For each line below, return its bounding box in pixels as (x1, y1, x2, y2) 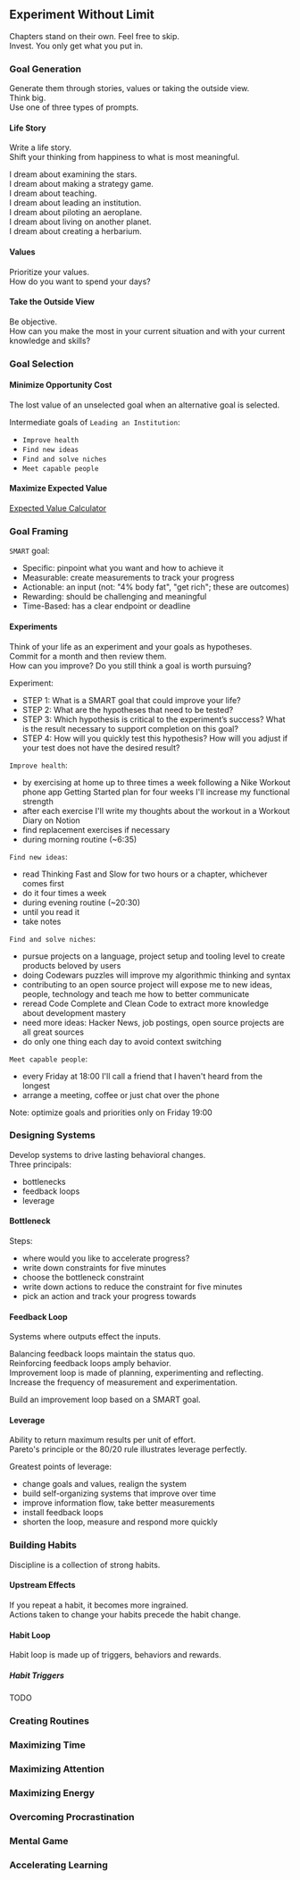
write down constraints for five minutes (21, 1263, 167, 1273)
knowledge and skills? (9, 335, 91, 346)
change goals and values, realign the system (21, 1479, 187, 1490)
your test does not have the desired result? (21, 742, 180, 753)
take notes (21, 916, 62, 927)
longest (21, 1080, 51, 1091)
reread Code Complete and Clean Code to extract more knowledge (21, 998, 270, 1009)
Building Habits (9, 1539, 78, 1551)
